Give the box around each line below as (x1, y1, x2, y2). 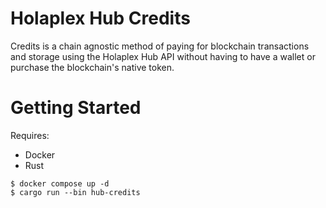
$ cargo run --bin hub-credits (10, 187, 141, 197)
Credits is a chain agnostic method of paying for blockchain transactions (10, 40, 310, 52)
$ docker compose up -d (10, 178, 110, 189)
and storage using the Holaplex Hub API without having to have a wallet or (10, 50, 316, 62)
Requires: (10, 129, 50, 141)
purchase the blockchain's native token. (10, 61, 175, 73)
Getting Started (10, 97, 142, 119)
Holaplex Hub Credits (10, 7, 191, 30)
